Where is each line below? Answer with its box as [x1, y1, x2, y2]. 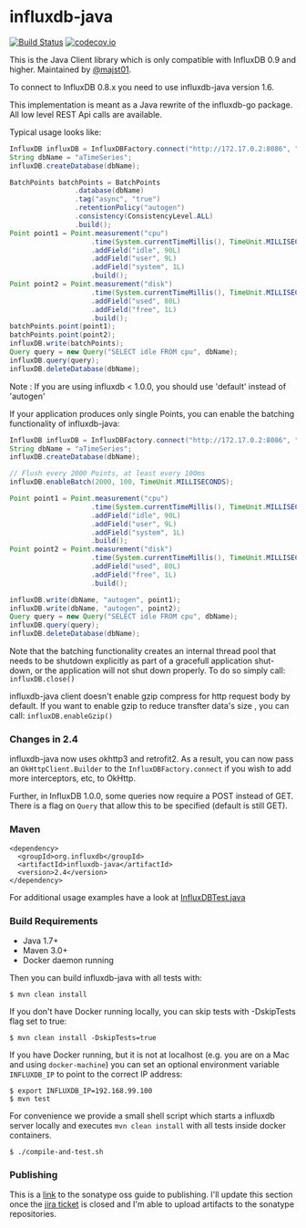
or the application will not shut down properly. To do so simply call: [35, 665, 286, 676]
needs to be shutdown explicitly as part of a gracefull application [9, 655, 253, 667]
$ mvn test [9, 1094, 51, 1103]
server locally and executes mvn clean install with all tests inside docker [9, 1119, 287, 1130]
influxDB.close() [9, 675, 76, 684]
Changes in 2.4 [9, 733, 79, 745]
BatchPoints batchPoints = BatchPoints [9, 178, 161, 187]
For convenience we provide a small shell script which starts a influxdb [9, 1110, 275, 1121]
